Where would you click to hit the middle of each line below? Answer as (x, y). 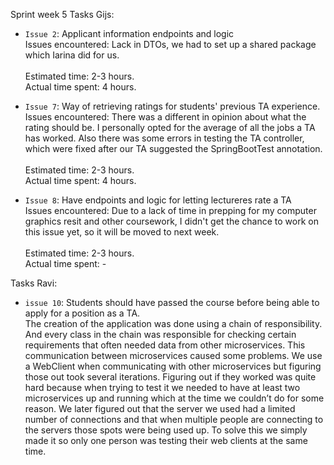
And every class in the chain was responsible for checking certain (160, 334)
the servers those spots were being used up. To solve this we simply (166, 430)
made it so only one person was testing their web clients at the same (166, 440)
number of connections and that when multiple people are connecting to (174, 419)
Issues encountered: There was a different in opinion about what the (165, 117)
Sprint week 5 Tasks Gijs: (62, 14)
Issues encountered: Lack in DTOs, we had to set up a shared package (170, 44)
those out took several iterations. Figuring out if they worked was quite (170, 377)
